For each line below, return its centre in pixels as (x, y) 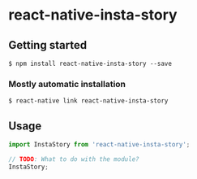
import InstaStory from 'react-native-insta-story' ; (99, 145)
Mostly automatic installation (67, 84)
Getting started (48, 45)
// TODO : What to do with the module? (74, 159)
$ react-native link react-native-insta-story (88, 101)
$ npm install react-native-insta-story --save (90, 63)
